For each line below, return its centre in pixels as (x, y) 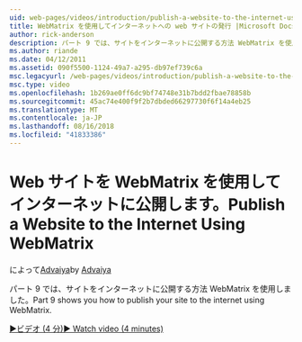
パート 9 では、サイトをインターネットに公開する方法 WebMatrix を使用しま (151, 288)
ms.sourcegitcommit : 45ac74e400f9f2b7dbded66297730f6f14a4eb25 (130, 101)
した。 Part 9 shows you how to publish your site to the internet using (137, 300)
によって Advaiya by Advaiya (61, 269)
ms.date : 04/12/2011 (48, 59)
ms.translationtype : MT (54, 110)
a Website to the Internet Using (127, 225)
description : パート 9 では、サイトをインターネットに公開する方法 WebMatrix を (147, 43)
